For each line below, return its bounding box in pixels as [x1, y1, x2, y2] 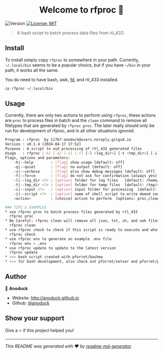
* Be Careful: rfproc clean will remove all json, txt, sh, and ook [5, 218, 147, 223]
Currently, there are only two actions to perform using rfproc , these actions [5, 112, 156, 118]
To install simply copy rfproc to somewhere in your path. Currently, [5, 57, 139, 63]
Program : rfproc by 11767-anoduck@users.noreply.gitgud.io [5, 137, 131, 142]
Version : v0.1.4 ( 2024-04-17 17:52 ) [5, 142, 81, 147]
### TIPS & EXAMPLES [5, 205, 47, 210]
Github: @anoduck [12, 300, 49, 306]
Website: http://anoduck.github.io [12, 295, 79, 301]
